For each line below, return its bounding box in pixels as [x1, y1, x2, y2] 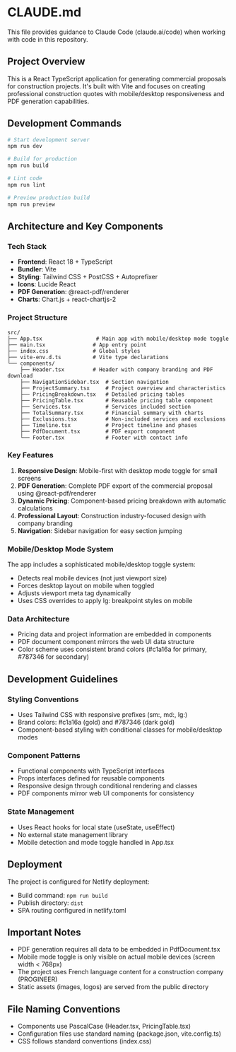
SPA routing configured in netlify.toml [17, 906, 126, 914]
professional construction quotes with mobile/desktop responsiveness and [7, 89, 225, 98]
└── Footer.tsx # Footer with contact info [20, 434, 189, 441]
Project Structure [7, 312, 68, 322]
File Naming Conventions [7, 1003, 121, 1015]
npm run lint [7, 181, 46, 188]
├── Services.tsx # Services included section [20, 403, 191, 410]
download [7, 372, 33, 379]
